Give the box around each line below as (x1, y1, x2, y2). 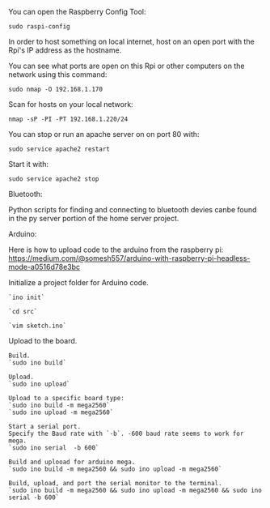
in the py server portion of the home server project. (8, 214, 179, 223)
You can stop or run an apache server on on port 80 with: (8, 130, 200, 139)
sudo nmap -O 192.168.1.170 (8, 85, 103, 93)
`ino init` (8, 293, 45, 301)
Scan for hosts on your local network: (8, 100, 133, 109)
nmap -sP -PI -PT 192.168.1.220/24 (8, 115, 129, 123)
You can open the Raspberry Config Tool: (8, 7, 146, 16)
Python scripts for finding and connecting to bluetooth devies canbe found (8, 205, 257, 214)
